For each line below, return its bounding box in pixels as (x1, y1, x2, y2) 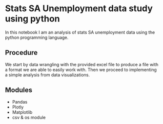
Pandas (12, 99, 28, 105)
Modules (5, 86, 33, 94)
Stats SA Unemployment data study (5, 3, 153, 14)
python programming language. (5, 35, 69, 40)
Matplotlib (12, 109, 33, 115)
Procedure (5, 49, 38, 57)
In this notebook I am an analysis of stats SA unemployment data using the (5, 29, 155, 35)
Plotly (12, 104, 24, 110)
